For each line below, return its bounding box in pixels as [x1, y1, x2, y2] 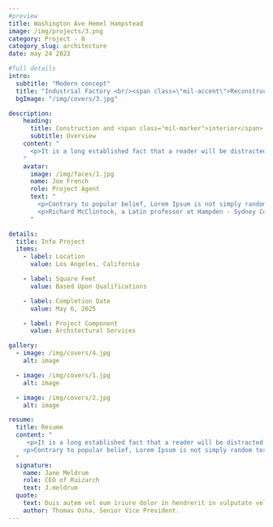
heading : [23, 117, 53, 125]
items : [15, 245, 38, 253]
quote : [15, 491, 38, 500]
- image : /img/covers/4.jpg [15, 349, 111, 358]
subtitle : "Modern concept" [15, 79, 111, 88]
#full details [8, 64, 57, 73]
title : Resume [15, 424, 63, 432]
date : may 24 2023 [8, 50, 71, 58]
